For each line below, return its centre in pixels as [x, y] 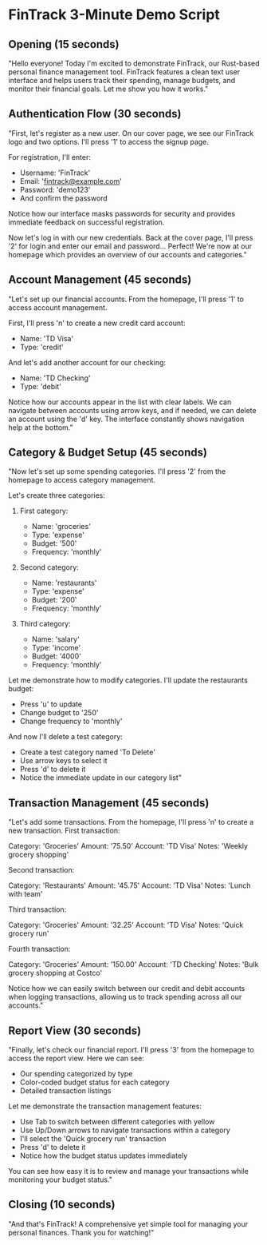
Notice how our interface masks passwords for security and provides [122, 213]
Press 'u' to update [51, 704]
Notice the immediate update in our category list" [100, 778]
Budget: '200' [54, 600]
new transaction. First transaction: [65, 831]
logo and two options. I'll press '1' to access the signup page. [109, 141]
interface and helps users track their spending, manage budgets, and [122, 80]
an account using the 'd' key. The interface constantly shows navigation [126, 419]
